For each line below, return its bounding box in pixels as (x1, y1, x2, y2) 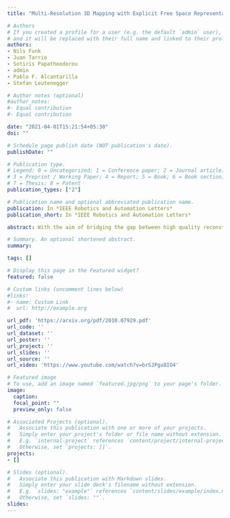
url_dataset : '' (7, 330, 53, 337)
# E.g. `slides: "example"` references (7, 488, 127, 495)
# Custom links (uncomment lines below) (7, 285, 125, 293)
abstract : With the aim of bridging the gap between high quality (7, 224, 201, 231)
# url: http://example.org (7, 305, 88, 312)
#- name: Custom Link (7, 298, 69, 305)
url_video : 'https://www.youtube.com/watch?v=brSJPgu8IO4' (7, 362, 179, 369)
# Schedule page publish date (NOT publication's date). (7, 142, 173, 149)
